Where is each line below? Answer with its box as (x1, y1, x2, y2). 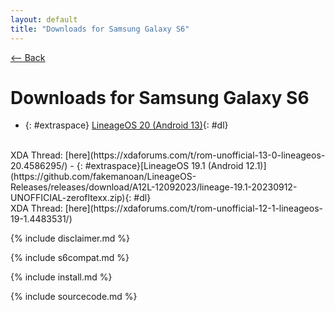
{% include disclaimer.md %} (10, 232, 130, 245)
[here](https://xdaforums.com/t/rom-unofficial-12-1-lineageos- (64, 202, 324, 215)
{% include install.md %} (10, 271, 113, 283)
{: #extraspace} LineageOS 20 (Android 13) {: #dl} (24, 119, 229, 131)
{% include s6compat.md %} (10, 252, 130, 264)
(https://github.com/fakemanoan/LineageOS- (10, 171, 197, 183)
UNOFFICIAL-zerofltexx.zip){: (10, 192, 132, 204)
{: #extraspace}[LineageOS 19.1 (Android (76, 160, 244, 172)
